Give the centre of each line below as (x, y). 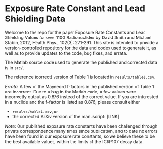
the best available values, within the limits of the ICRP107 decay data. (74, 141)
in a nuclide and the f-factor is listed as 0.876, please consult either (72, 102)
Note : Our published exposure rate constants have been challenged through (81, 126)
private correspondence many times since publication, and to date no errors (81, 131)
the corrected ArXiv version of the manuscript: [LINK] (66, 116)
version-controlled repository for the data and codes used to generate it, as (81, 48)
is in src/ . (15, 67)
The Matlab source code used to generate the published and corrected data (81, 62)
